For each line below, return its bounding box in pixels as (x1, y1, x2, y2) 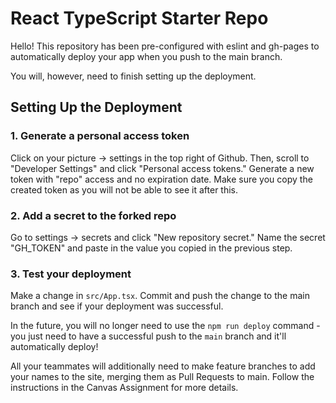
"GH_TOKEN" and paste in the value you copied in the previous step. (10, 242, 293, 254)
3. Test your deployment (10, 267, 132, 281)
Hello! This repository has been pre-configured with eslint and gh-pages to (10, 40, 320, 52)
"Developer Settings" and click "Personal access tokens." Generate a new (10, 162, 315, 174)
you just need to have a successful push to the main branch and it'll (10, 330, 287, 342)
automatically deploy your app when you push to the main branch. (10, 50, 283, 62)
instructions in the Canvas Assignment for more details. (10, 382, 239, 394)
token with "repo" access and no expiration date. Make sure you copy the (10, 173, 313, 185)
